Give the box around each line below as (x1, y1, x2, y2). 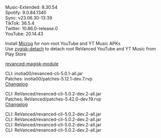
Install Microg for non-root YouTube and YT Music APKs (5, 40, 121, 46)
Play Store (5, 51, 26, 57)
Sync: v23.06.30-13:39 (5, 15, 52, 20)
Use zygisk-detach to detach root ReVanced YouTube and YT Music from (5, 46, 156, 51)
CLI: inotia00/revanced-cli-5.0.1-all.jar (5, 70, 83, 76)
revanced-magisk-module (5, 61, 59, 66)
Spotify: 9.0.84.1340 (5, 9, 46, 15)
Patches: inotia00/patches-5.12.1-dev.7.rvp (5, 76, 92, 81)
